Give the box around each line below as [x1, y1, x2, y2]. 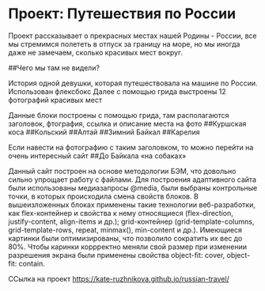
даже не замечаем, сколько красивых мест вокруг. [8, 47, 184, 57]
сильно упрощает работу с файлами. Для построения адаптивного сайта [8, 175, 257, 184]
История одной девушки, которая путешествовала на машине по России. [8, 78, 258, 88]
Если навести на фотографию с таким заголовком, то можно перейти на [8, 142, 254, 152]
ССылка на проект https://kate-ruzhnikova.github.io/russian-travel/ [8, 274, 229, 283]
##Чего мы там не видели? [8, 62, 100, 72]
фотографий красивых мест [8, 95, 103, 104]
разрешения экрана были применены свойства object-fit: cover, [8, 250, 225, 259]
